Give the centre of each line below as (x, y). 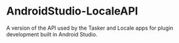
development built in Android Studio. (52, 34)
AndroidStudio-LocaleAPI (72, 11)
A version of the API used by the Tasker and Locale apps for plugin (90, 28)
